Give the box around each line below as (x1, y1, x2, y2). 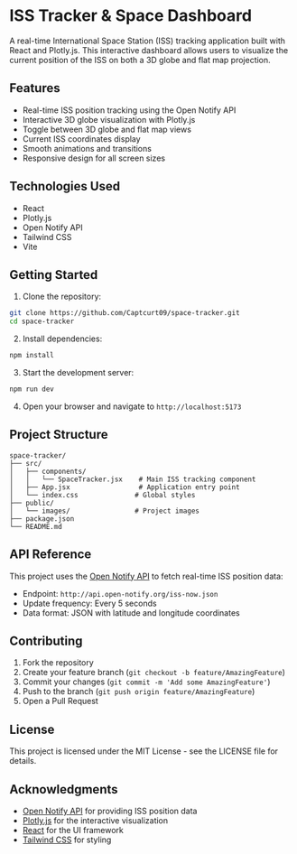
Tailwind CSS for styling (22, 834, 112, 845)
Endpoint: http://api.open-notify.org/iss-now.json (22, 588, 218, 599)
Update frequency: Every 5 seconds (22, 598, 157, 608)
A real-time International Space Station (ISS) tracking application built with (9, 35, 286, 46)
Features (9, 80, 60, 96)
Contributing (9, 633, 83, 648)
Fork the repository (22, 657, 95, 668)
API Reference (9, 547, 92, 562)
